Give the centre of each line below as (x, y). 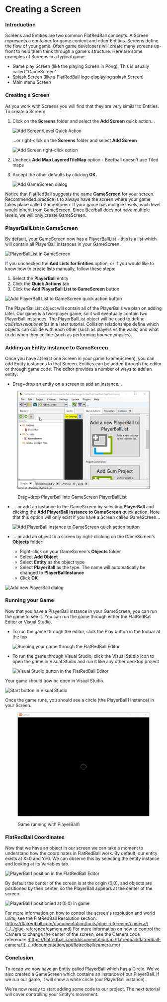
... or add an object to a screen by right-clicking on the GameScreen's (84, 536)
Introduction (20, 25)
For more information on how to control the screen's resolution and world (80, 913)
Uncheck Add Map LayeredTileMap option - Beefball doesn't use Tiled (85, 159)
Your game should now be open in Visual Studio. (55, 681)
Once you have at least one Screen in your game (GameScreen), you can (80, 358)
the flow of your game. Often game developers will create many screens (79, 46)
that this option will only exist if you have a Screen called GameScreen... (86, 517)
